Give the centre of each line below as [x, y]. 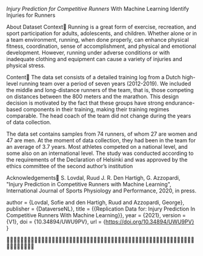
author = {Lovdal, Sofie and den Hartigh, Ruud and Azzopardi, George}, [95, 202]
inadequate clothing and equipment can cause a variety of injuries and [95, 59]
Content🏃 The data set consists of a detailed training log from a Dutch [94, 77]
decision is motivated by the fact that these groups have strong [85, 103]
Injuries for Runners [31, 15]
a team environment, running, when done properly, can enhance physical [98, 40]
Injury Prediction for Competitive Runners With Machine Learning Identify [98, 9]
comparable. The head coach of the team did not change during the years [99, 116]
